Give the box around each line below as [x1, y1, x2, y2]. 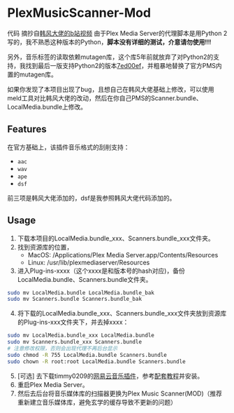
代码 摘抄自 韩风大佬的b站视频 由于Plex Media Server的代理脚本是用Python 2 [7, 29, 228, 37]
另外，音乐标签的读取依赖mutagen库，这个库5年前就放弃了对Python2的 [7, 53, 214, 61]
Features [7, 123, 47, 135]
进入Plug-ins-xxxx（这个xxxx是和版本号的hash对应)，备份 [17, 266, 185, 275]
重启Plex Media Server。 [17, 380, 89, 388]
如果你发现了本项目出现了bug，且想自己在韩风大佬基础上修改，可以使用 [7, 85, 214, 93]
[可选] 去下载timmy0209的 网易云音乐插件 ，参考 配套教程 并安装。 [17, 372, 204, 380]
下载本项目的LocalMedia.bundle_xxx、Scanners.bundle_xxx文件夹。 [17, 233, 214, 243]
